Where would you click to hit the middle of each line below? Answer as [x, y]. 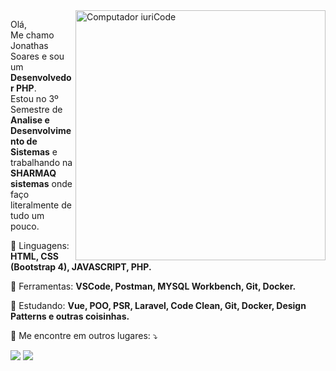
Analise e [30, 120]
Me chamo [32, 35]
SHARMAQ [33, 173]
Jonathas [29, 45]
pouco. [25, 226]
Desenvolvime [41, 130]
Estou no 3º [34, 98]
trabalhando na [41, 162]
